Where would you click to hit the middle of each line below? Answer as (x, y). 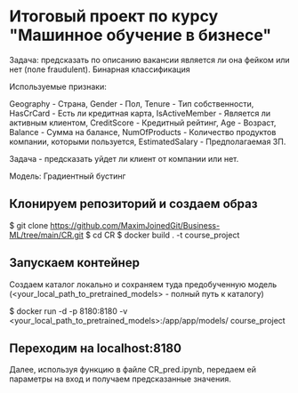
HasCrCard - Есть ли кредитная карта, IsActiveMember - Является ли (140, 113)
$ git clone (29, 225)
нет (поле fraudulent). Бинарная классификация (100, 69)
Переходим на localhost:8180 (96, 348)
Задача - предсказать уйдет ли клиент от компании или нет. (124, 158)
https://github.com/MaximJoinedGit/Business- (135, 225)
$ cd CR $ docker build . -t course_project (163, 235)
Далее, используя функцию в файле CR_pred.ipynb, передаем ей (133, 370)
